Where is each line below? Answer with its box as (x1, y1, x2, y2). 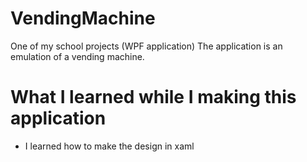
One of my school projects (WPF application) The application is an (10, 40, 283, 52)
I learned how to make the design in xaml (24, 140, 195, 152)
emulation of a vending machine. (10, 50, 145, 62)
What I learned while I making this (10, 86, 297, 109)
